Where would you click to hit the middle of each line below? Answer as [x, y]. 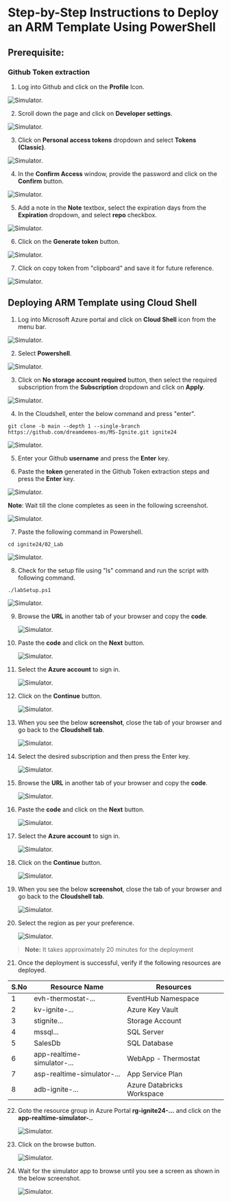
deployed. [32, 970]
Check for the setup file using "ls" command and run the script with [113, 570]
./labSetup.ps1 [29, 590]
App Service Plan [155, 1074]
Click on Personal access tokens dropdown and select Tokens [107, 140]
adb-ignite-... [56, 1089]
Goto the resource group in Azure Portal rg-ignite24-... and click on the [119, 1110]
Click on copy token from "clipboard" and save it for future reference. [116, 268]
